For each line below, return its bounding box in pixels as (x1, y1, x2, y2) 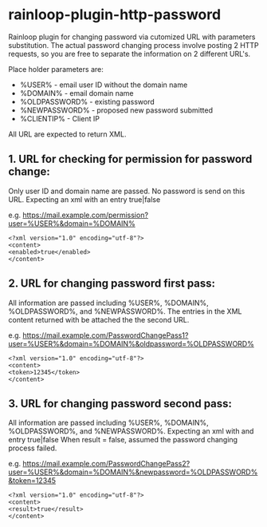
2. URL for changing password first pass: (8, 277, 216, 291)
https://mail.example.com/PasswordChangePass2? (22, 459, 190, 469)
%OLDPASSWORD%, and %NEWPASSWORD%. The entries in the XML (8, 306, 242, 316)
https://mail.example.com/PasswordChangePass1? (22, 330, 189, 340)
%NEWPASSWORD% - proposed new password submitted (19, 105, 214, 115)
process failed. (8, 443, 57, 453)
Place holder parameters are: (8, 64, 104, 73)
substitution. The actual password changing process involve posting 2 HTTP (8, 40, 259, 50)
